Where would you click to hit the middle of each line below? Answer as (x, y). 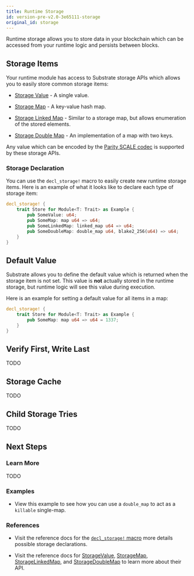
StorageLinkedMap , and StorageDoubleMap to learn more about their (98, 562)
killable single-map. (40, 510)
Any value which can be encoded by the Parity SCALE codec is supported (95, 147)
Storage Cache (34, 381)
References (23, 526)
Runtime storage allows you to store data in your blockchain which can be (95, 39)
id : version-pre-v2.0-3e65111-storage (53, 17)
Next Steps (27, 446)
